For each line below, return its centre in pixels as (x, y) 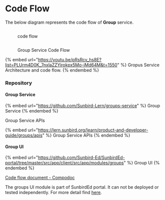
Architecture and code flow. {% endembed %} (52, 70)
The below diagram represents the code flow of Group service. (69, 22)
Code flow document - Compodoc (40, 178)
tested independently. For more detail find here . (54, 193)
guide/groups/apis (24, 135)
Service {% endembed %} (32, 111)
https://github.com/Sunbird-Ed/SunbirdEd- (81, 158)
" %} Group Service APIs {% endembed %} (86, 135)
